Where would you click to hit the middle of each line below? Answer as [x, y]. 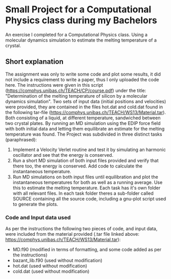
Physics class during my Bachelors [81, 20]
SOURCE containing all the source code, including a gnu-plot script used [89, 198]
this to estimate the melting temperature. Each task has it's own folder [87, 188]
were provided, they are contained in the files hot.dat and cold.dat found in [84, 107]
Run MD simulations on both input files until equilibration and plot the [85, 177]
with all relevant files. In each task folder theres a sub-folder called [83, 193]
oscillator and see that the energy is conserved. [63, 155]
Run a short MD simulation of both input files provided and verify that [85, 160]
